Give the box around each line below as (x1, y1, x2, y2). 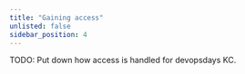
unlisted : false (9, 22, 71, 31)
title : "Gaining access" (9, 13, 104, 23)
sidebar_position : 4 (9, 30, 88, 39)
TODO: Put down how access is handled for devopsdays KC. (9, 55, 237, 66)
